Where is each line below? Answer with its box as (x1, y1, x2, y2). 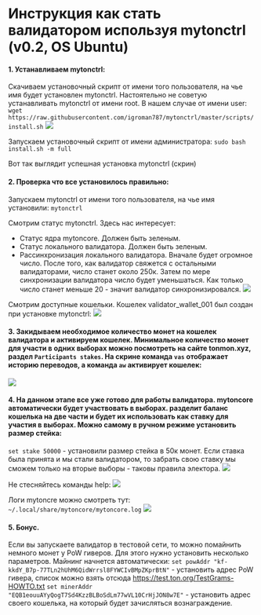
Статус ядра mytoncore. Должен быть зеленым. (19, 233, 181, 243)
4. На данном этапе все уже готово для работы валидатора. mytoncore (8, 395, 253, 405)
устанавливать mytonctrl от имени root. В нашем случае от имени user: (8, 99, 248, 108)
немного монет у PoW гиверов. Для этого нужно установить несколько (8, 548, 249, 558)
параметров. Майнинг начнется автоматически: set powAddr (8, 557, 211, 566)
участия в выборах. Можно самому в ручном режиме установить (8, 420, 237, 430)
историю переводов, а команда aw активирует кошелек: (8, 361, 202, 370)
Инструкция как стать (8, 5, 161, 23)
